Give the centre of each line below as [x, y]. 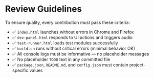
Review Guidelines [44, 9]
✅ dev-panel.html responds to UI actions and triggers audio [72, 37]
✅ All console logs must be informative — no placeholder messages [80, 54]
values [36, 70]
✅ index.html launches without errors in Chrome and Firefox [73, 32]
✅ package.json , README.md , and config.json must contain [70, 65]
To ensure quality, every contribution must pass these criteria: [67, 22]
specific [20, 70]
